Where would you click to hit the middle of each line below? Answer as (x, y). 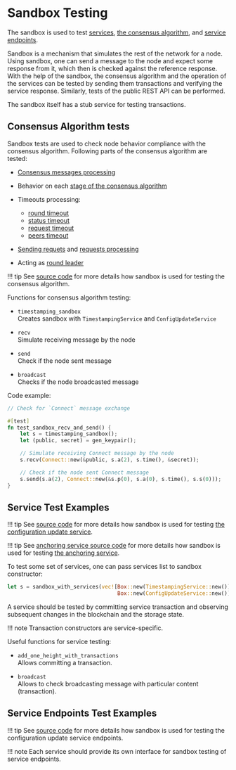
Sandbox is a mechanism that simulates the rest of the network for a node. (115, 53)
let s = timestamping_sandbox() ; (69, 434)
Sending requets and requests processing (78, 249)
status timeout (49, 220)
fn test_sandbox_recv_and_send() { (59, 428)
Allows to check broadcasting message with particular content (108, 684)
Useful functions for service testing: (59, 642)
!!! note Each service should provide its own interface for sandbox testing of (117, 751)
